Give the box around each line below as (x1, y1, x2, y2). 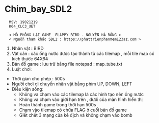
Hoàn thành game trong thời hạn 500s (19, 101, 96, 107)
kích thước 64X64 (11, 55, 48, 62)
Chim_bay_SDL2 (4, 3, 72, 15)
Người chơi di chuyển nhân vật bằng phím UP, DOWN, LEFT (11, 81, 132, 87)
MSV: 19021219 (9, 20, 38, 25)
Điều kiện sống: (11, 86, 44, 92)
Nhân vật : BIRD (11, 45, 44, 51)
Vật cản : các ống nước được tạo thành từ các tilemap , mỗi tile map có (11, 50, 155, 56)
